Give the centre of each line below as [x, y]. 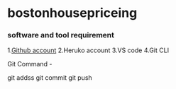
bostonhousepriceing [72, 13]
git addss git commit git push [50, 78]
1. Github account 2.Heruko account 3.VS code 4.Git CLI [88, 50]
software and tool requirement [61, 35]
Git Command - [30, 64]
